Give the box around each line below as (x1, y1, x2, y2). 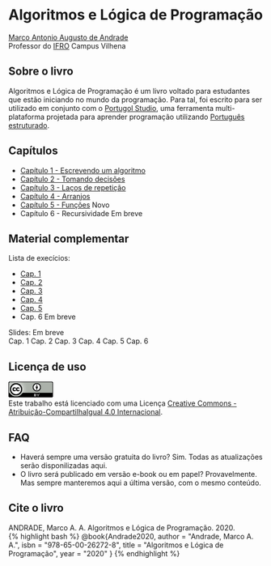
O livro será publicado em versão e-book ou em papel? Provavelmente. (19, 470, 257, 479)
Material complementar (8, 232, 129, 245)
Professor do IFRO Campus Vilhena (8, 40, 126, 50)
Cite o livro (8, 501, 64, 515)
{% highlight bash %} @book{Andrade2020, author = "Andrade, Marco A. (8, 531, 254, 541)
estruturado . (8, 120, 50, 130)
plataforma (8, 112, 45, 121)
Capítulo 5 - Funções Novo (19, 200, 110, 210)
